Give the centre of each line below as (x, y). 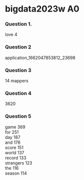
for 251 (12, 132)
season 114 (16, 173)
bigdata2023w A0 (42, 9)
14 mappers (17, 81)
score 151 (14, 147)
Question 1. (19, 24)
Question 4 (18, 93)
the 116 (12, 168)
